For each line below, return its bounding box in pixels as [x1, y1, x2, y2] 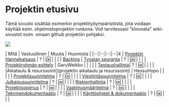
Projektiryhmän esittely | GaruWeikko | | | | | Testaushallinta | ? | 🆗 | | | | [5, 62, 154, 68]
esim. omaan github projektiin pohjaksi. [22, 31, 105, 37]
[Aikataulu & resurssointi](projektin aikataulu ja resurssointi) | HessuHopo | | [5, 67, 164, 73]
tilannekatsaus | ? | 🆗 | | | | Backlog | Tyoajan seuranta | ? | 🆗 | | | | [5, 56, 146, 62]
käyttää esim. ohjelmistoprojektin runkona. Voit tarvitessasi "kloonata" [5, 25, 152, 32]
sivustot [5, 31, 22, 37]
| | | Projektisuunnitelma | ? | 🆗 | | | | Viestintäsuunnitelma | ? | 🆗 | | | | [5, 73, 152, 79]
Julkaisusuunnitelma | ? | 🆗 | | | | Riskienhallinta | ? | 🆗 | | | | [5, 78, 132, 85]
